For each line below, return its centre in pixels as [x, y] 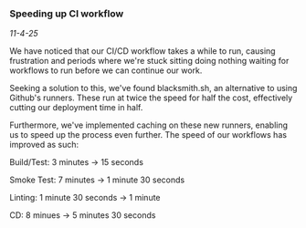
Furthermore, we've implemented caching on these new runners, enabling [149, 125]
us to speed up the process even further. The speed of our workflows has [148, 135]
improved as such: [44, 145]
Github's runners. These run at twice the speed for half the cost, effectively [151, 98]
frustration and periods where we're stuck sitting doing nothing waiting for [149, 61]
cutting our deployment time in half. [76, 108]
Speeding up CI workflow [67, 14]
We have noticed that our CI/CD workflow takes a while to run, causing [142, 51]
